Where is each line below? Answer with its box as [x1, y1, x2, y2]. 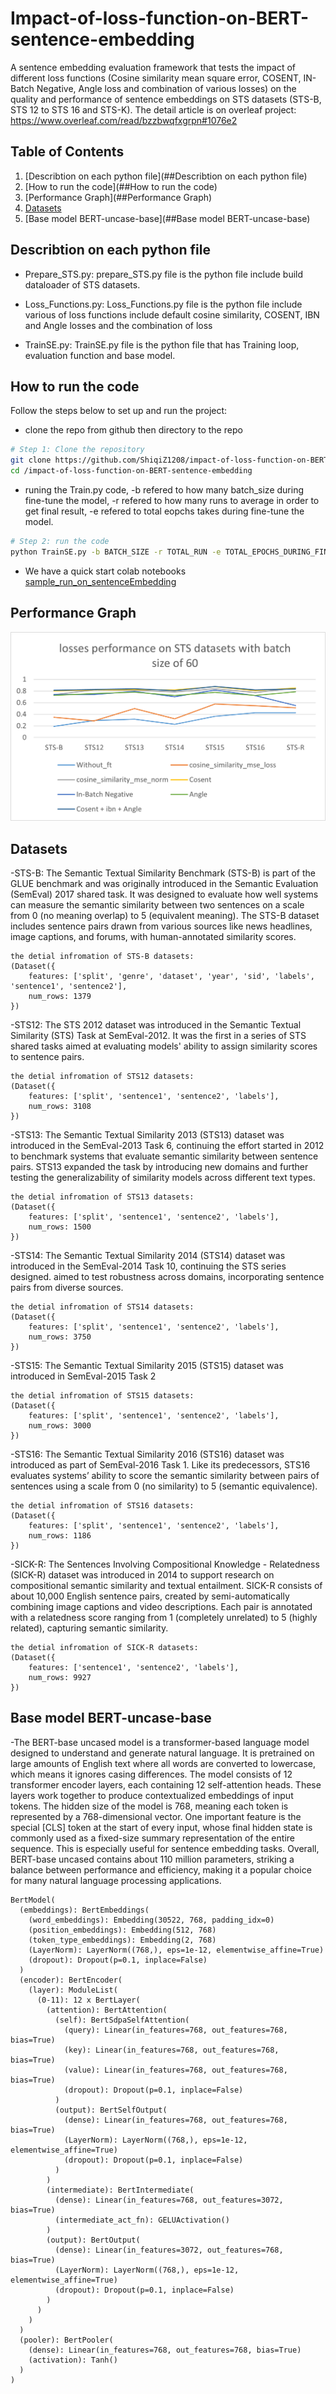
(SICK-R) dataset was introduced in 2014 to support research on [10, 1569, 275, 1581]
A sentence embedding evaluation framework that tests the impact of [10, 61, 297, 73]
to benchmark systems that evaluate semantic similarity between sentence [10, 1150, 319, 1162]
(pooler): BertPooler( [19, 2335, 114, 2345]
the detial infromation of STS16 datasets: [10, 1501, 195, 1511]
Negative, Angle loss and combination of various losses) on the [36, 82, 297, 94]
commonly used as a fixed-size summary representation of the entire [10, 1832, 295, 1844]
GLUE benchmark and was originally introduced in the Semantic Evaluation [10, 878, 319, 890]
